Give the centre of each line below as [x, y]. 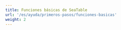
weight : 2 [16, 19]
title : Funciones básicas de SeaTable [46, 10]
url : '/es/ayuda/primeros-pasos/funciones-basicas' [61, 15]
